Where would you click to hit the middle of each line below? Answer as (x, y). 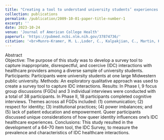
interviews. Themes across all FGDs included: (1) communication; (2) (74, 101)
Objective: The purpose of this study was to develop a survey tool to (74, 60)
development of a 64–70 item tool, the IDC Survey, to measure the (72, 127)
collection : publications (31, 14)
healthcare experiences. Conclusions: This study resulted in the (69, 122)
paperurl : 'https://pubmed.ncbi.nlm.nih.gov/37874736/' (63, 37)
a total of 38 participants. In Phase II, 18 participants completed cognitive (78, 96)
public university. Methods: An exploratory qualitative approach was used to (82, 81)
